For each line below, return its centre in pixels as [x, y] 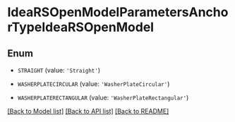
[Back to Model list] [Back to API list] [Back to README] [88, 111]
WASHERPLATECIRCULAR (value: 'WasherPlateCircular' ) [94, 84]
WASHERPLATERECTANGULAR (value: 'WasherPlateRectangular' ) [103, 97]
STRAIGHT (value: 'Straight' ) [59, 70]
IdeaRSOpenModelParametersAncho [118, 12]
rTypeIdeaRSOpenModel [80, 27]
